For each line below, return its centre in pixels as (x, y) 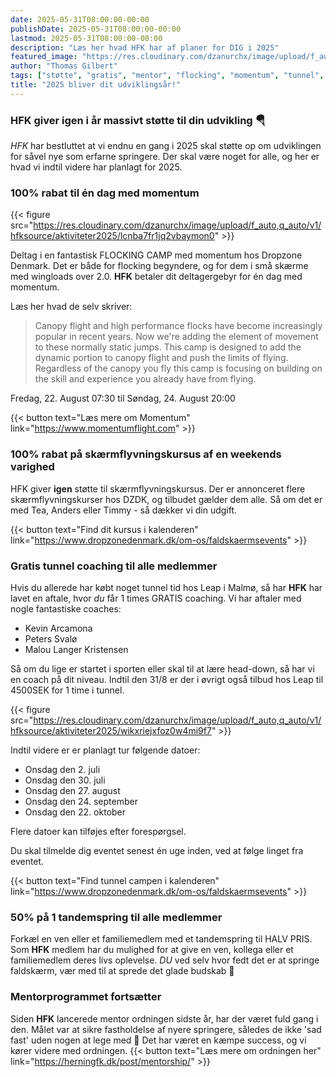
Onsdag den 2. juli (62, 769)
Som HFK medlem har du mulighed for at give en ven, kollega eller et (152, 950)
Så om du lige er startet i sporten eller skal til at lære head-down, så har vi (162, 668)
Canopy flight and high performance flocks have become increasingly (178, 326)
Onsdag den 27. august (72, 790)
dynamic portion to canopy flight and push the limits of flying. (161, 358)
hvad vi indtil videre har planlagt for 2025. (96, 167)
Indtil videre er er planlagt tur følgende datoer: (105, 750)
